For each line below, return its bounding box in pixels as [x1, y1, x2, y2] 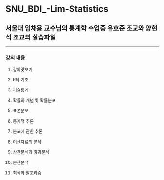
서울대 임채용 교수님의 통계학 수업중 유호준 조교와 [5, 24, 144, 32]
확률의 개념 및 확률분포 [12, 97, 56, 103]
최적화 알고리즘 [12, 170, 42, 176]
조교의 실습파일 [13, 33, 56, 41]
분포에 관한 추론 [12, 128, 43, 134]
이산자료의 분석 [12, 139, 42, 144]
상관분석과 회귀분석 [12, 149, 50, 155]
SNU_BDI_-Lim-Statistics [5, 3, 109, 15]
